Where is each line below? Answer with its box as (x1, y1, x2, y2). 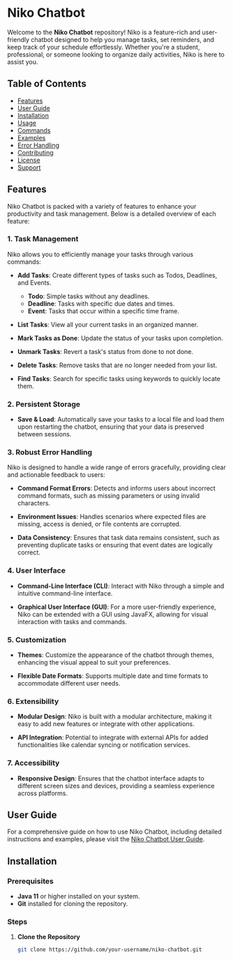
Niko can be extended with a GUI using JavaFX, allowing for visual (17, 610, 209, 619)
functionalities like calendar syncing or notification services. (17, 741, 190, 749)
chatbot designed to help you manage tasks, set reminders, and (31, 35, 214, 43)
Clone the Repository (17, 933, 80, 941)
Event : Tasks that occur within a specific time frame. (27, 307, 180, 315)
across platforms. (17, 789, 68, 797)
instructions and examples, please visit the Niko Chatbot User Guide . (7, 835, 205, 843)
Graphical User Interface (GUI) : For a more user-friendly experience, (17, 603, 216, 611)
